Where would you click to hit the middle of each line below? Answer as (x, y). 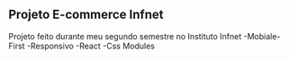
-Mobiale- (262, 36)
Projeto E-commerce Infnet (86, 15)
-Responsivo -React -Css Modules (90, 46)
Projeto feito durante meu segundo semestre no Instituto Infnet (125, 36)
